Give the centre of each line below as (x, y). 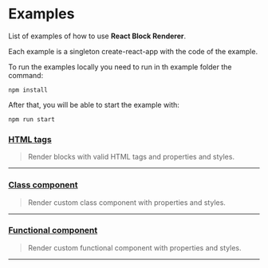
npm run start (32, 119)
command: (26, 75)
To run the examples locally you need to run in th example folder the (120, 67)
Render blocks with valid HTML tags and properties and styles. (131, 157)
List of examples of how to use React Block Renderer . (97, 36)
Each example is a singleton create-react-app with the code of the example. (133, 51)
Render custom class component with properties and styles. (126, 202)
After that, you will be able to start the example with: (94, 104)
